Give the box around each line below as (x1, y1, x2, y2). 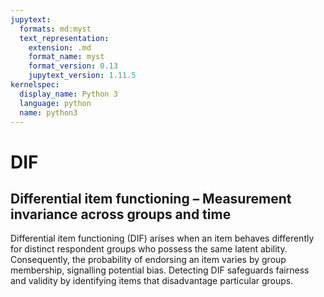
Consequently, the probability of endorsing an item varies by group (10, 254, 287, 266)
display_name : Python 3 (19, 89, 118, 99)
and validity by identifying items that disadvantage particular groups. (10, 275, 294, 287)
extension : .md (28, 42, 92, 53)
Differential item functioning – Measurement (10, 190, 292, 207)
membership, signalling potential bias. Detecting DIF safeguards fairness (10, 264, 310, 276)
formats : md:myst (19, 24, 92, 34)
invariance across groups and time (10, 206, 232, 223)
